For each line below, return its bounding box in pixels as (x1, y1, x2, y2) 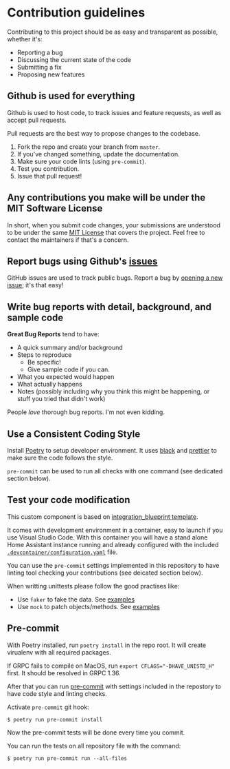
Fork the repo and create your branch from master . (16, 143, 160, 151)
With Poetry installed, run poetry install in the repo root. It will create (7, 641, 207, 649)
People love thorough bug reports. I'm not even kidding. (7, 408, 165, 416)
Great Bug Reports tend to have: (7, 330, 100, 338)
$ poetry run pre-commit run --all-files (7, 755, 128, 762)
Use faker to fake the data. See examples (16, 595, 135, 604)
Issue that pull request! (16, 172, 82, 180)
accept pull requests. (7, 116, 67, 124)
